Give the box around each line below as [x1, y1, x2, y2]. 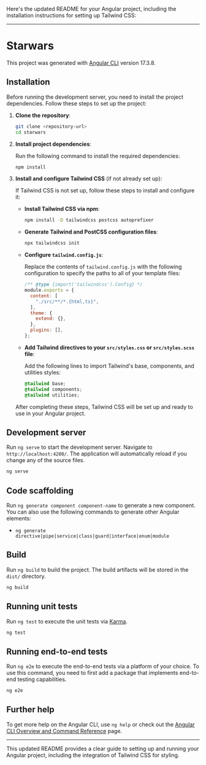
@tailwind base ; [24, 380, 66, 387]
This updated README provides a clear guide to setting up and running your [6, 745, 199, 752]
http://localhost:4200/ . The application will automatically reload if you [6, 450, 187, 457]
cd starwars [15, 129, 46, 135]
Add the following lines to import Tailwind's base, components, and [24, 362, 194, 370]
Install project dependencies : [15, 140, 92, 148]
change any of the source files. [6, 457, 85, 464]
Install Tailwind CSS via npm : [24, 205, 100, 213]
